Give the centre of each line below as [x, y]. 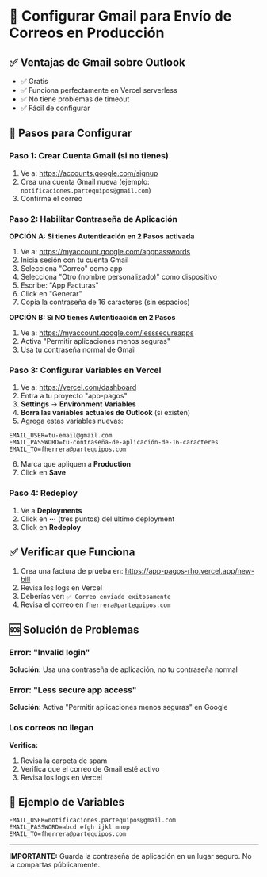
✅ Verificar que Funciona [72, 552]
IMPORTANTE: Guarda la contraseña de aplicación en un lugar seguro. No [130, 856]
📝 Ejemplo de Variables [67, 802]
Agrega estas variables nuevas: [72, 421]
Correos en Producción [87, 33]
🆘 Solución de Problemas [74, 629]
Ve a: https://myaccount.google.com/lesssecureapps [107, 333]
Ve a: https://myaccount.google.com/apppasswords [105, 251]
